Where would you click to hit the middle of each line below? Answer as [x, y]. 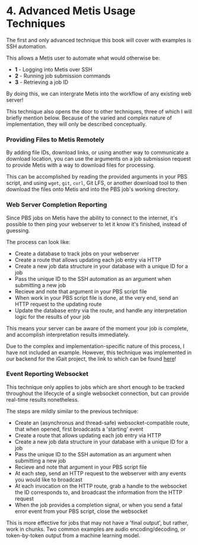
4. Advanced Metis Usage [71, 11]
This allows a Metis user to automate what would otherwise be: [83, 58]
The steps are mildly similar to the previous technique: [72, 411]
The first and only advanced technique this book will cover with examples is [99, 40]
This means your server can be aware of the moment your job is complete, [97, 328]
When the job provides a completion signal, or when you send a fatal [98, 505]
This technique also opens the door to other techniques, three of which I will [99, 111]
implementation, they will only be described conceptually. [76, 124]
